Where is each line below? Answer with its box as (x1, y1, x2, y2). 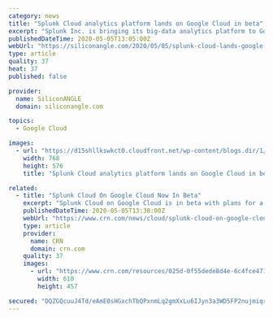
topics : (8, 117, 35, 125)
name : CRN (29, 237, 63, 245)
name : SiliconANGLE (15, 94, 82, 102)
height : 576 (23, 162, 63, 170)
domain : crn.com (29, 245, 85, 253)
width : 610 (37, 275, 75, 283)
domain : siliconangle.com (15, 102, 104, 111)
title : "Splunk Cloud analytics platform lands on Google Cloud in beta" (8, 20, 264, 28)
